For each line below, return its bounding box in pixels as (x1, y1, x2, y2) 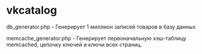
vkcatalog (6, 4, 57, 17)
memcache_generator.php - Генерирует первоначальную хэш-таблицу (6, 34, 186, 42)
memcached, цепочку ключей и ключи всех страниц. (6, 41, 142, 48)
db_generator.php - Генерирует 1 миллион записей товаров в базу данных (6, 23, 196, 30)
